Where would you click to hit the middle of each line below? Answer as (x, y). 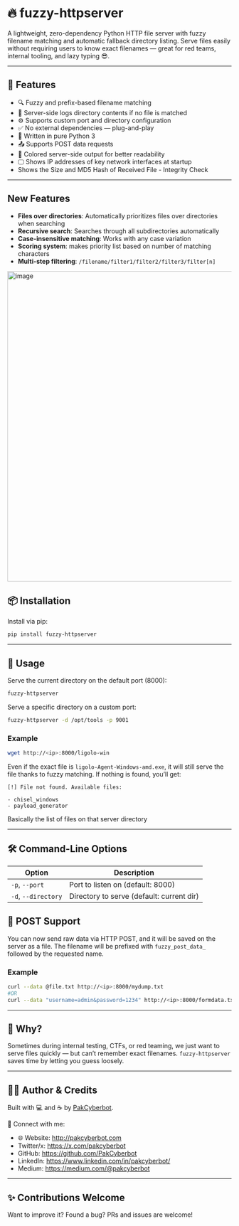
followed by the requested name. (56, 954)
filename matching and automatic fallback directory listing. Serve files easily (119, 41)
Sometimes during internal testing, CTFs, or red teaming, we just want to (114, 1046)
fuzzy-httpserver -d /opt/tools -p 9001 (68, 720)
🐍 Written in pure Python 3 (57, 136)
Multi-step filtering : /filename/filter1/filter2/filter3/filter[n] (117, 261)
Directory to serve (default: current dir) (134, 896)
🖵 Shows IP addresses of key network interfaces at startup (105, 161)
